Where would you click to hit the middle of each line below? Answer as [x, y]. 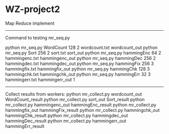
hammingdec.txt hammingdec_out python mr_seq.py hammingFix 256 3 [80, 63]
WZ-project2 [33, 9]
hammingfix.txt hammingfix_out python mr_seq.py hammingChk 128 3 [77, 69]
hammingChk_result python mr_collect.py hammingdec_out [67, 115]
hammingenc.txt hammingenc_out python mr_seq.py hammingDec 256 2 [80, 58]
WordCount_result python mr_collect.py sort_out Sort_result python [75, 99]
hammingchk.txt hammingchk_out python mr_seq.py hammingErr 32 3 [78, 74]
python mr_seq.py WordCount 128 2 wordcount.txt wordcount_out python [81, 47]
